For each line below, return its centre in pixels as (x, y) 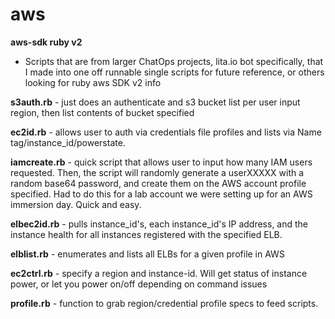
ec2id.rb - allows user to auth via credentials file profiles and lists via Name (166, 132)
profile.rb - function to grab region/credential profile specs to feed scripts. (164, 303)
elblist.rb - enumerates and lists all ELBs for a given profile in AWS (147, 254)
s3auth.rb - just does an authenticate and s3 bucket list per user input (155, 102)
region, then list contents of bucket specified (102, 112)
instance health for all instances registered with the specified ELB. (146, 234)
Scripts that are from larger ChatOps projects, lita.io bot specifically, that (174, 61)
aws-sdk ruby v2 (46, 42)
